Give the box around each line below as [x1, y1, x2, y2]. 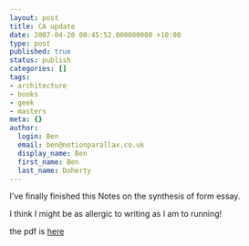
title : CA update [9, 22, 76, 31]
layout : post [9, 13, 59, 23]
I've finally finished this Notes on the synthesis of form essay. [9, 190, 241, 201]
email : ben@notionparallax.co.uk [17, 140, 145, 149]
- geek [9, 97, 35, 108]
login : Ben [17, 132, 59, 141]
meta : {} [9, 115, 43, 124]
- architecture [9, 81, 67, 90]
